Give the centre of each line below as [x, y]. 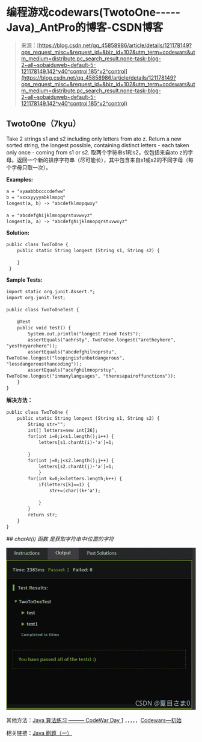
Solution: [18, 232]
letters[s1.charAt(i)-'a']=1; [76, 442]
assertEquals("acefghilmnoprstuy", [72, 370]
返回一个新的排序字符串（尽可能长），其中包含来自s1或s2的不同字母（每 [105, 160]
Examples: [20, 179]
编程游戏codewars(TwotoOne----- [93, 12]
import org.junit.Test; [36, 297]
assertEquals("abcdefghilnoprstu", [72, 352]
